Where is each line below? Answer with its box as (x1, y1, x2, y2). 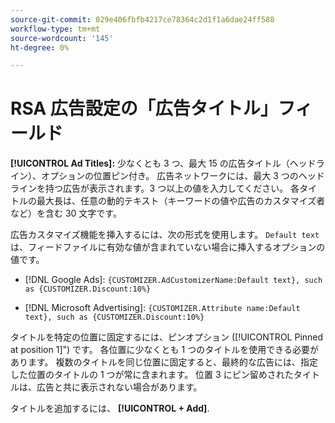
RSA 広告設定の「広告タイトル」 (10, 97, 278, 120)
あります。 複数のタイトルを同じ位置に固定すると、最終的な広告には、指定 (10, 356, 318, 368)
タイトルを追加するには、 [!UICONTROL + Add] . (10, 402, 210, 415)
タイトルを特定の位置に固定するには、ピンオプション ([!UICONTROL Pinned (10, 331, 324, 343)
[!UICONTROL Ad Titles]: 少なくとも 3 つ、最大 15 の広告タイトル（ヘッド (10, 157, 317, 170)
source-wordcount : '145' (10, 33, 114, 43)
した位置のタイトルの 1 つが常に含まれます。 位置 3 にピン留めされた (10, 369, 294, 381)
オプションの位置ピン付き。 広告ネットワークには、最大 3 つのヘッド (40, 170, 325, 182)
